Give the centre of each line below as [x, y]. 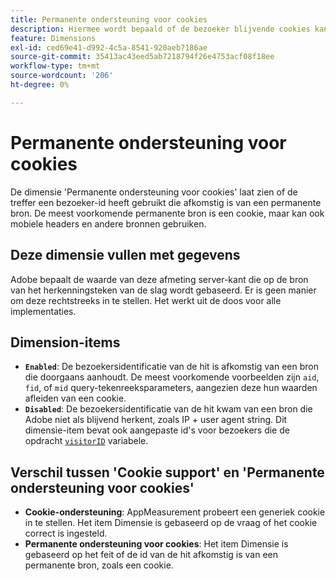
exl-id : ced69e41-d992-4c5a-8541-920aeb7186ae [109, 47]
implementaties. [43, 311]
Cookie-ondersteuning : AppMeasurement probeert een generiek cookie [175, 512]
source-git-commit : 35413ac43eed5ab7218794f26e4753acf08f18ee [142, 57]
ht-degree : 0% [40, 85]
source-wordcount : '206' [62, 76]
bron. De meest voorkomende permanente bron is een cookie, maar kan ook [167, 213]
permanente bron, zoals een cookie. [99, 565]
